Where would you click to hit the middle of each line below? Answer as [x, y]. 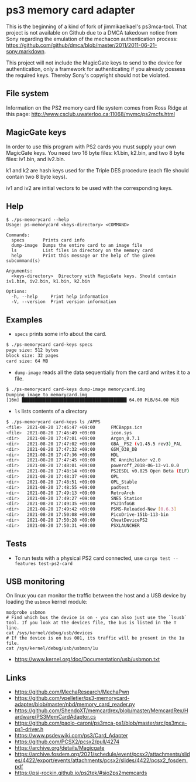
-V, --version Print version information [64, 302]
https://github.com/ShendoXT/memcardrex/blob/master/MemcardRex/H [101, 710]
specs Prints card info [48, 240]
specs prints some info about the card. [61, 334]
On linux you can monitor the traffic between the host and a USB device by [96, 596]
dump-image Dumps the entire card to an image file [77, 246]
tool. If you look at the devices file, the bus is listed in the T [91, 623]
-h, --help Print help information [60, 297]
